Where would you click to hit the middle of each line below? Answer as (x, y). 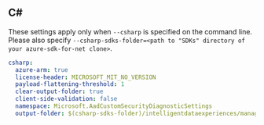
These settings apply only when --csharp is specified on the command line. (130, 31)
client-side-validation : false (66, 99)
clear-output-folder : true (59, 92)
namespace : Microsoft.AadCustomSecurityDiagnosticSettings (114, 106)
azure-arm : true (42, 70)
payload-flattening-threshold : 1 (70, 84)
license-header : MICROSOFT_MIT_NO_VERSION (86, 77)
